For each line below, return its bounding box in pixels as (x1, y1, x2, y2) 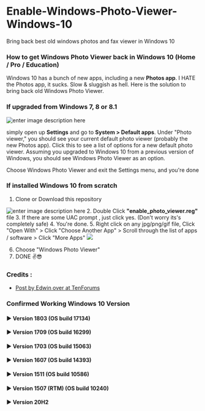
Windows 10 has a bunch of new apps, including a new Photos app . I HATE (6, 75, 196, 82)
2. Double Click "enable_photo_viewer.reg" (86, 207, 198, 215)
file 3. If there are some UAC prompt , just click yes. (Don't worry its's (6, 213, 182, 221)
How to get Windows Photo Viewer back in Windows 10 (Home (6, 53, 196, 61)
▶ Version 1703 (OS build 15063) (6, 342, 92, 350)
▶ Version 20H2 (6, 399, 49, 406)
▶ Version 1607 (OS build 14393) (6, 357, 92, 364)
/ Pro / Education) (6, 60, 59, 68)
